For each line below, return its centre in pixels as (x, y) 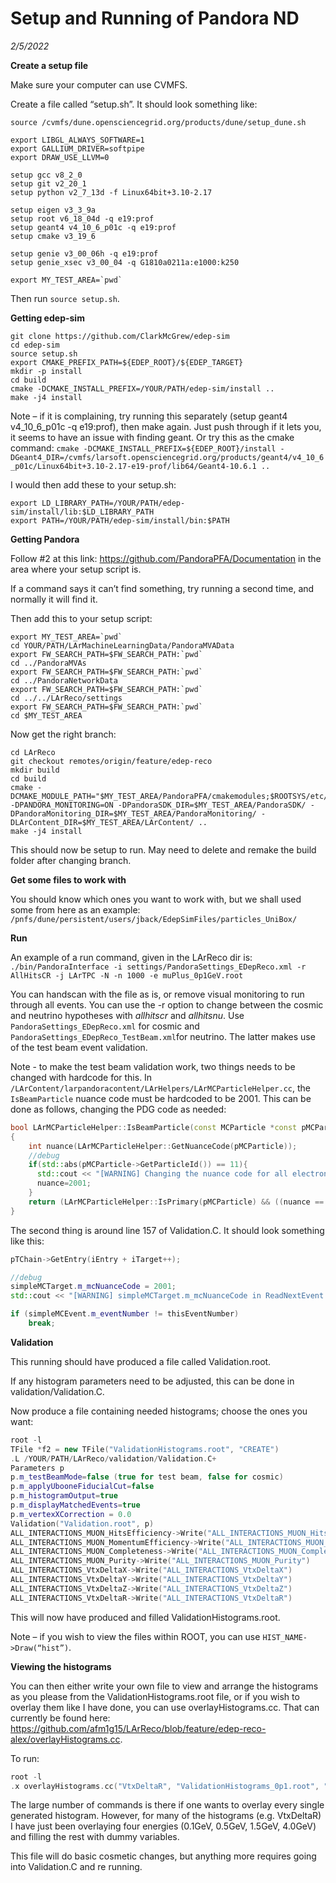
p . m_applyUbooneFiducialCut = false (82, 1487)
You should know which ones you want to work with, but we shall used (156, 899)
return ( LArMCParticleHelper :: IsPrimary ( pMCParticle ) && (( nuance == (176, 1202)
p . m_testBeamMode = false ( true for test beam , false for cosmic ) (147, 1477)
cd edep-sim (35, 345)
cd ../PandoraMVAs (48, 663)
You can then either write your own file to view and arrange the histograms (164, 1686)
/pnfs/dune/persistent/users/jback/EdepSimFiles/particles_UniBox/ (154, 919)
